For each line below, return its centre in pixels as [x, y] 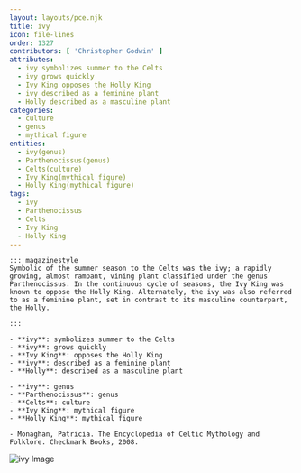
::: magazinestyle [44, 261]
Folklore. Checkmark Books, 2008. [74, 442]
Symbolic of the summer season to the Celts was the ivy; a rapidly [141, 269]
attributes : [32, 60]
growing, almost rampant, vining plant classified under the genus [139, 276]
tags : [19, 194]
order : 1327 [32, 43]
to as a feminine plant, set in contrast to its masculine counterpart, [149, 300]
